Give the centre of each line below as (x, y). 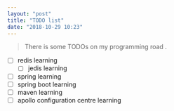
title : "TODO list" (36, 20)
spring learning (39, 76)
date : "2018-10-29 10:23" (45, 27)
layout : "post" (29, 14)
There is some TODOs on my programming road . (95, 47)
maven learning (40, 92)
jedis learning (47, 68)
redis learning (37, 60)
